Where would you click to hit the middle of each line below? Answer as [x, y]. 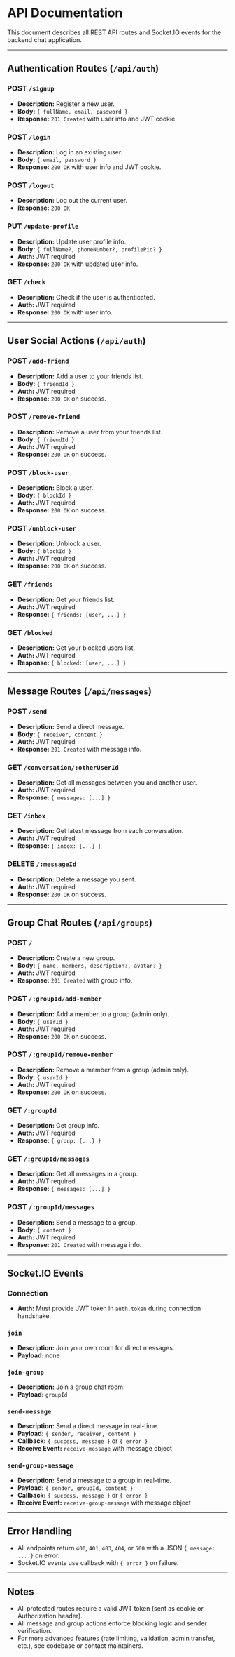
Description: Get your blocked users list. [76, 648]
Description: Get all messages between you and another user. [107, 782]
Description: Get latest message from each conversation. [100, 831]
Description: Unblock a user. [59, 544]
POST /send [27, 712]
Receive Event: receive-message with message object [95, 1449]
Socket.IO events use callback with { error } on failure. [98, 1563]
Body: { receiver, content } [60, 734]
